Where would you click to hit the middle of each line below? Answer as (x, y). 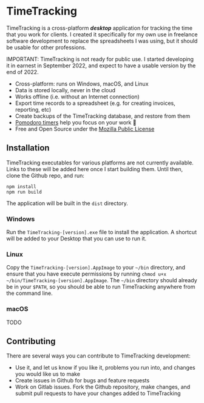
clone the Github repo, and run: (46, 175)
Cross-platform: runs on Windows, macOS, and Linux (82, 84)
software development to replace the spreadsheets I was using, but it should (102, 41)
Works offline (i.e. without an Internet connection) (77, 97)
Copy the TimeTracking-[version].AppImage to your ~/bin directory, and (96, 268)
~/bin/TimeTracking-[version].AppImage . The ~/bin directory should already (102, 280)
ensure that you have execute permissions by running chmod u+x (87, 274)
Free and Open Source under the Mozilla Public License (85, 129)
